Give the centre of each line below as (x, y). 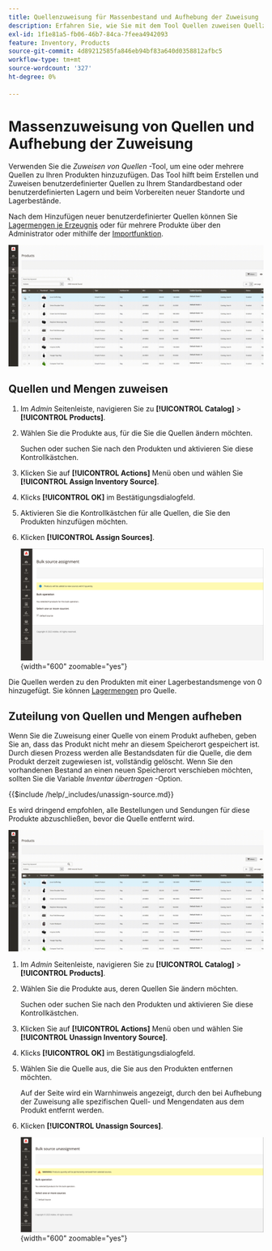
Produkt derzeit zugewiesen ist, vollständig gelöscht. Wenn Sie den (121, 762)
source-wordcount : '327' (50, 69)
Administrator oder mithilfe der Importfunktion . (86, 233)
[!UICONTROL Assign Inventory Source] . (89, 481)
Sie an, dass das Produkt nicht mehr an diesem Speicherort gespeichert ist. (134, 744)
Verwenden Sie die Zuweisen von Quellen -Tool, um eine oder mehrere (126, 166)
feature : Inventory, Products (59, 43)
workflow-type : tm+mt (45, 60)
